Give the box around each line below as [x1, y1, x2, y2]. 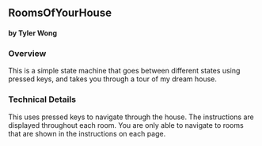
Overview [8, 47, 47, 58]
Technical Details [8, 94, 77, 105]
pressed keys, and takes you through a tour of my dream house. [8, 74, 218, 84]
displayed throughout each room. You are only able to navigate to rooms [8, 120, 244, 129]
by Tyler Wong [8, 28, 58, 38]
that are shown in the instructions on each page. [8, 129, 166, 138]
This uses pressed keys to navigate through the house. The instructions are [8, 112, 255, 122]
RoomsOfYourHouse [8, 6, 112, 20]
